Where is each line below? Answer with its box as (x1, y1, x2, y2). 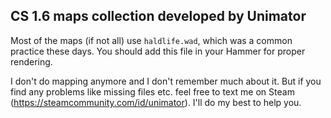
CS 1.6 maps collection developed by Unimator (10, 8, 307, 25)
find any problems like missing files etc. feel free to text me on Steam (10, 85, 295, 98)
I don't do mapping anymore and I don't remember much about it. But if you (10, 75, 322, 87)
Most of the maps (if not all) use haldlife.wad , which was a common (10, 34, 293, 46)
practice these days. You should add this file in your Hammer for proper (10, 45, 306, 57)
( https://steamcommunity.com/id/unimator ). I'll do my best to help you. (10, 96, 302, 108)
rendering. (10, 55, 53, 68)
